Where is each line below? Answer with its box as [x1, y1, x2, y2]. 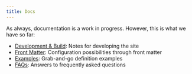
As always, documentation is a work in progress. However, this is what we [6, 25, 186, 32]
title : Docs [6, 8, 35, 15]
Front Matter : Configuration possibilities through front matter [14, 48, 162, 56]
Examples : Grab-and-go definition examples [14, 55, 123, 62]
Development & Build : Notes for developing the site [14, 42, 139, 49]
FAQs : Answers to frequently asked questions [14, 61, 126, 68]
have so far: [6, 31, 35, 38]
